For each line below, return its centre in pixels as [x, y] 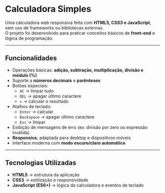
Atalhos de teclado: [32, 106]
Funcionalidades [31, 58]
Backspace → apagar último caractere [57, 117]
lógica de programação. [29, 38]
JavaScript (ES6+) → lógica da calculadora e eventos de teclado [78, 185]
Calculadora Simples [48, 9]
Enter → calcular [36, 112]
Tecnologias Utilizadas [41, 163]
